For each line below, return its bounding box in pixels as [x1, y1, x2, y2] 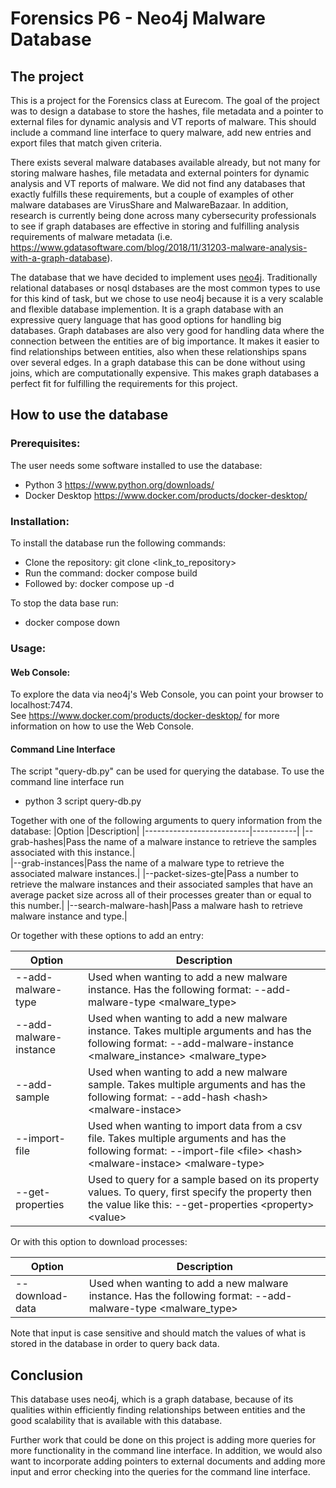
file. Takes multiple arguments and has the [88, 1132, 287, 1146]
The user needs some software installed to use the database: [10, 459, 263, 471]
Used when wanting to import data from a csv [88, 1119, 303, 1133]
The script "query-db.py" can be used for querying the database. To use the [10, 765, 325, 777]
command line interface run [10, 776, 125, 788]
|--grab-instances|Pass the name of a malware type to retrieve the [10, 857, 285, 869]
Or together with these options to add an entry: [10, 930, 205, 942]
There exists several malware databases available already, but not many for [10, 157, 321, 168]
